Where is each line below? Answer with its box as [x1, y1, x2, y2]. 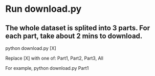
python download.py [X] [5, 45, 56, 51]
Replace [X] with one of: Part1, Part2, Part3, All [5, 55, 104, 61]
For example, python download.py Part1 [5, 65, 89, 71]
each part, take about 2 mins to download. [5, 31, 143, 40]
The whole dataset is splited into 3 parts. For [5, 24, 150, 32]
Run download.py [5, 3, 82, 15]
